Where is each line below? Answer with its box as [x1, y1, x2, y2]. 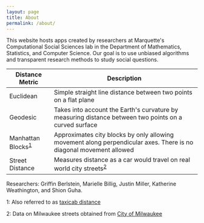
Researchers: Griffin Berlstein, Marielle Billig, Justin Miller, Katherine [6, 180, 177, 187]
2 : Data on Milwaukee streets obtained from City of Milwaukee [6, 210, 163, 217]
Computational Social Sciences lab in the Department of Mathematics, [6, 43, 182, 50]
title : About [6, 15, 39, 21]
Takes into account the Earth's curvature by [53, 105, 178, 114]
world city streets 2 [53, 163, 107, 173]
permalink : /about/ [6, 20, 56, 26]
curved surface [53, 121, 98, 129]
